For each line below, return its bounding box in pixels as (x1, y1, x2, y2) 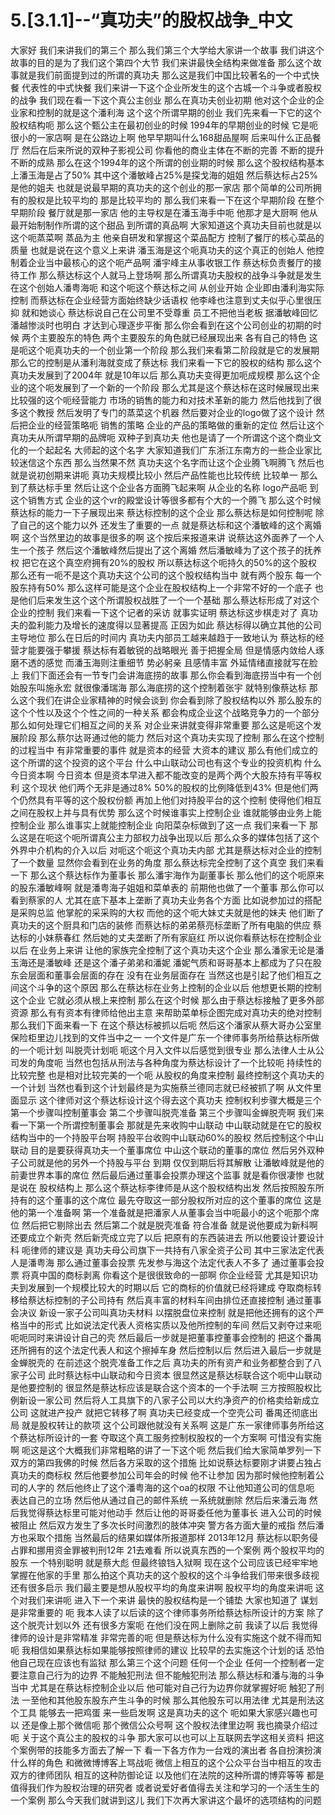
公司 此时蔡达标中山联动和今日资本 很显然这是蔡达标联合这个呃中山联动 (27, 1369, 322, 1381)
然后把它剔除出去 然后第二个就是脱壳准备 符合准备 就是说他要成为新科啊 (21, 1219, 318, 1231)
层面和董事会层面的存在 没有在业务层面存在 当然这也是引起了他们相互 (27, 969, 313, 981)
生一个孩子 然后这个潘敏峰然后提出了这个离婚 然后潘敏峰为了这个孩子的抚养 (10, 544, 322, 556)
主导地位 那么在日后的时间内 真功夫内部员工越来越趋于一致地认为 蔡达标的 (10, 631, 316, 643)
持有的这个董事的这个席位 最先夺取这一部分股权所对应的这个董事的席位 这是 (10, 1194, 322, 1206)
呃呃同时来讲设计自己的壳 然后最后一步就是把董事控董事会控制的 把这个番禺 (10, 1331, 322, 1343)
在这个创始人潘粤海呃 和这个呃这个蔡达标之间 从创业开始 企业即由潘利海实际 (10, 281, 325, 293)
